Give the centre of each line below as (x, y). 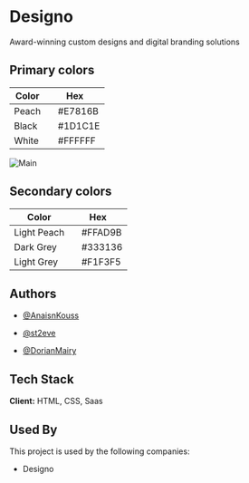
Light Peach (39, 232)
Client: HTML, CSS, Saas (56, 401)
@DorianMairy (49, 351)
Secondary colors (61, 192)
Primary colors (52, 70)
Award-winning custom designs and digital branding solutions (124, 42)
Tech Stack (42, 379)
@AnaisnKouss (51, 315)
